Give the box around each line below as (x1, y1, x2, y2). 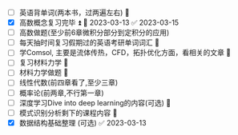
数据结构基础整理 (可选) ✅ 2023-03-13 (18, 117, 147, 127)
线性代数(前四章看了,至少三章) (18, 77, 119, 87)
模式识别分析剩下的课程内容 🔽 (18, 108, 118, 117)
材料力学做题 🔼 (18, 68, 69, 77)
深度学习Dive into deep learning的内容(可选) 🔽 (18, 97, 171, 107)
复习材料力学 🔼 (18, 58, 69, 67)
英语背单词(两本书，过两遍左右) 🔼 (18, 8, 130, 17)
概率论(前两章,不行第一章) (18, 88, 105, 97)
